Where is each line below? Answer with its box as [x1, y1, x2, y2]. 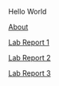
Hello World [8, 7, 47, 16]
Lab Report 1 [8, 37, 49, 47]
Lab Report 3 [8, 68, 51, 78]
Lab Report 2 [8, 53, 51, 62]
